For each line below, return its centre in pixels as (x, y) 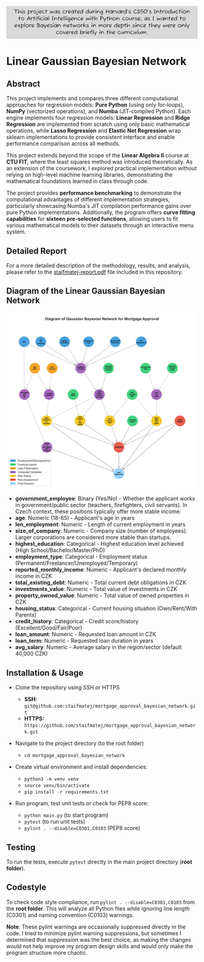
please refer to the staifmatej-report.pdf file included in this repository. (95, 272)
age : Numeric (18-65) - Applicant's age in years (75, 518)
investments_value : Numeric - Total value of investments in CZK (96, 589)
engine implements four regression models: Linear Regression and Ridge (98, 118)
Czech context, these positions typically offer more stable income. (98, 511)
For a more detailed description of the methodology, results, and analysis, (98, 265)
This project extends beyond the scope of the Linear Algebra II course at (98, 156)
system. (16, 232)
